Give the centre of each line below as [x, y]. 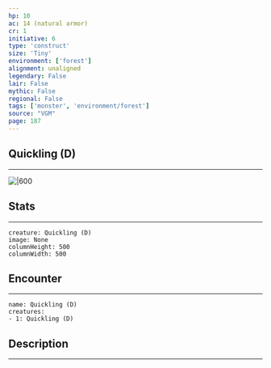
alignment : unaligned [45, 69]
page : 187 [25, 121]
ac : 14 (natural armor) [48, 23]
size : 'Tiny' [30, 53]
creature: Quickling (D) [50, 233]
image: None [28, 239]
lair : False [28, 83]
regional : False [35, 99]
